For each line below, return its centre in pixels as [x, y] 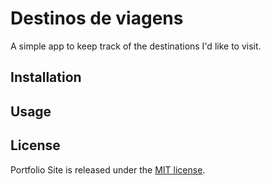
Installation [46, 77]
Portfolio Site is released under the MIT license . [108, 169]
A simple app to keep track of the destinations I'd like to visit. [136, 46]
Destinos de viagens [97, 18]
